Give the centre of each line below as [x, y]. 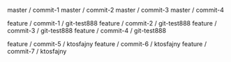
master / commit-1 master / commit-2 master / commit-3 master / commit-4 [116, 10]
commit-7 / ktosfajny [37, 51]
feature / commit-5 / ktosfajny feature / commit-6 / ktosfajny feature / [107, 44]
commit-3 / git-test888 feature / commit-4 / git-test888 [87, 31]
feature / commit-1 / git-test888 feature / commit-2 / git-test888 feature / [112, 23]
